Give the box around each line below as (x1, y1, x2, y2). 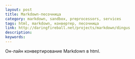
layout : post (5, 7, 32, 12)
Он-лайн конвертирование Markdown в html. (5, 48, 101, 54)
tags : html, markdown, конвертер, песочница (5, 21, 99, 26)
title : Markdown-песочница (5, 12, 61, 17)
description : (5, 30, 32, 35)
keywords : (5, 35, 26, 40)
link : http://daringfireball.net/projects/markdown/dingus (5, 26, 131, 30)
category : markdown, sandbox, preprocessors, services (5, 16, 122, 21)
